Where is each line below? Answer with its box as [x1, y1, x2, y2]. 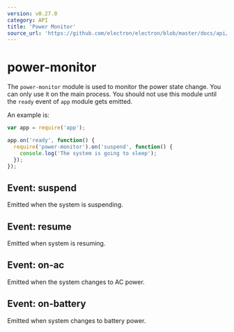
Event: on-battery [7, 298, 86, 310]
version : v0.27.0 [7, 10, 58, 17]
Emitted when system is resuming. [7, 239, 106, 248]
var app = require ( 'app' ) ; [7, 125, 86, 132]
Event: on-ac [7, 259, 65, 271]
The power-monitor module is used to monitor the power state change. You [7, 83, 221, 91]
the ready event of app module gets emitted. [7, 97, 133, 106]
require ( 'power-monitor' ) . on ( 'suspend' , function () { [13, 143, 173, 150]
